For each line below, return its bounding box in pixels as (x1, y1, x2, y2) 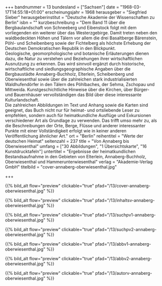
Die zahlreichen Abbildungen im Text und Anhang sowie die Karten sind (5, 102, 148, 108)
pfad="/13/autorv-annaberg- (95, 270, 152, 276)
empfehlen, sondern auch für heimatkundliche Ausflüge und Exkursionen (5, 113, 151, 118)
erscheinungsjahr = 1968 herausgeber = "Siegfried (45, 9, 147, 15)
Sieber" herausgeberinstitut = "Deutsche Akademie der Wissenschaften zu (5, 15, 155, 20)
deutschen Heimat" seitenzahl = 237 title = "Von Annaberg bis (5, 138, 130, 144)
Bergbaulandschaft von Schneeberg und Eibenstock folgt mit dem (5, 25, 137, 31)
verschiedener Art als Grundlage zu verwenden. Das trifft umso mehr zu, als (5, 118, 157, 123)
